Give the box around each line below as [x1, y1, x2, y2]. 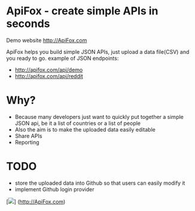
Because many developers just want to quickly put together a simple [14, 113, 184, 120]
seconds [6, 17, 50, 30]
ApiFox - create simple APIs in [6, 4, 159, 18]
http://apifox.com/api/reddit [14, 72, 84, 79]
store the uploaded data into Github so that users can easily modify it [14, 179, 185, 186]
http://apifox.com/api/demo [14, 66, 83, 73]
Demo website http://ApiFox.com [6, 36, 87, 44]
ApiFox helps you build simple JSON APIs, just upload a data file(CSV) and [6, 48, 190, 55]
